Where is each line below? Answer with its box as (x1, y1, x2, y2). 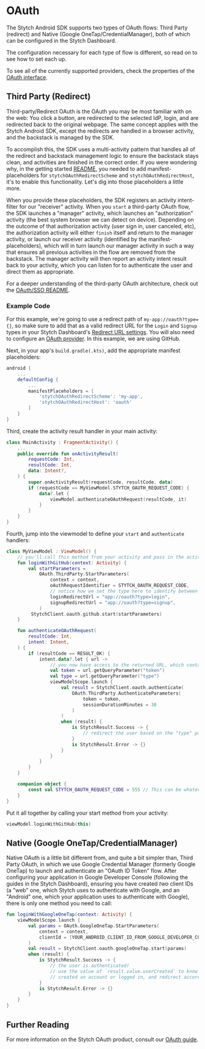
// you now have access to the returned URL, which (49, 662, 184, 668)
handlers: (6, 536, 31, 543)
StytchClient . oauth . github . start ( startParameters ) (31, 611, 163, 617)
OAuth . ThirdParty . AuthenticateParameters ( (71, 690, 182, 696)
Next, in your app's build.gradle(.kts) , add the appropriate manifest (6, 347, 181, 354)
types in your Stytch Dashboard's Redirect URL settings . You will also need (6, 329, 195, 336)
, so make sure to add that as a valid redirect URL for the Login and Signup (12, 322, 198, 329)
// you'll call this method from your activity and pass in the (17, 554, 184, 560)
